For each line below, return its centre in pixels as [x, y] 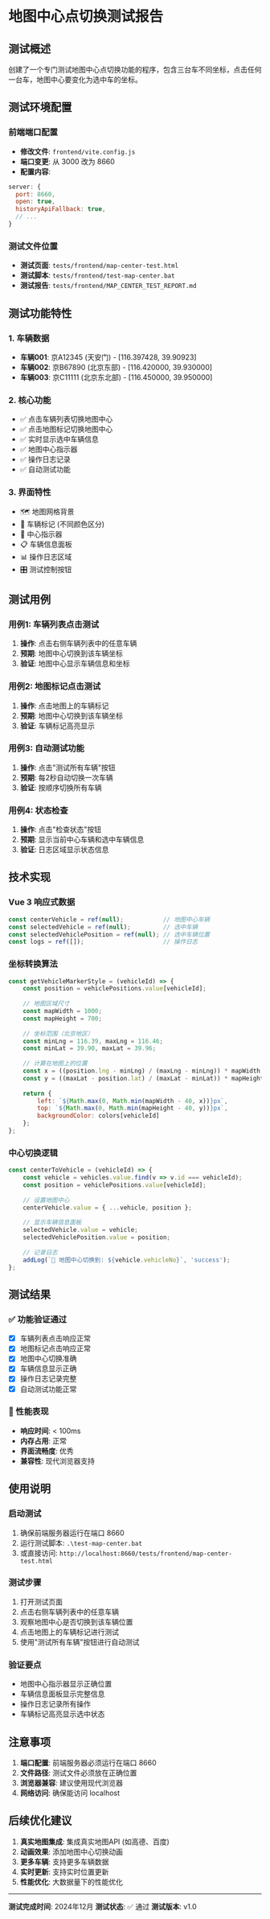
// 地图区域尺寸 [46, 1004]
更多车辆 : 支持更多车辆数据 [64, 1861]
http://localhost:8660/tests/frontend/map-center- [146, 1554]
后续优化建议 [40, 1820]
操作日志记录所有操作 [55, 1704]
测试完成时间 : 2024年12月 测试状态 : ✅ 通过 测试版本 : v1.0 [102, 1906]
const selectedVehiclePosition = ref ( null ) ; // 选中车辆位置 [109, 934]
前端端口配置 [33, 132]
